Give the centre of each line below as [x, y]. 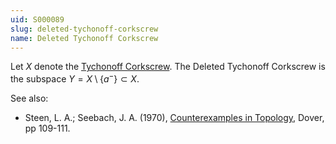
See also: [29, 98]
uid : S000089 [37, 19]
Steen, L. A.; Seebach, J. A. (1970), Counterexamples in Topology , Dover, [174, 118]
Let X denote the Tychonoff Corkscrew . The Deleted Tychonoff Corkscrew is [168, 67]
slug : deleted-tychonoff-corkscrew [84, 29]
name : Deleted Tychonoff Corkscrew [84, 38]
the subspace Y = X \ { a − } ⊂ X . [75, 78]
